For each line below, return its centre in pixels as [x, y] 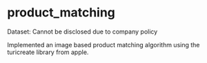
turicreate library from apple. [48, 52]
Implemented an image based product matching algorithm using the [103, 45]
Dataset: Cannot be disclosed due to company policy [82, 32]
